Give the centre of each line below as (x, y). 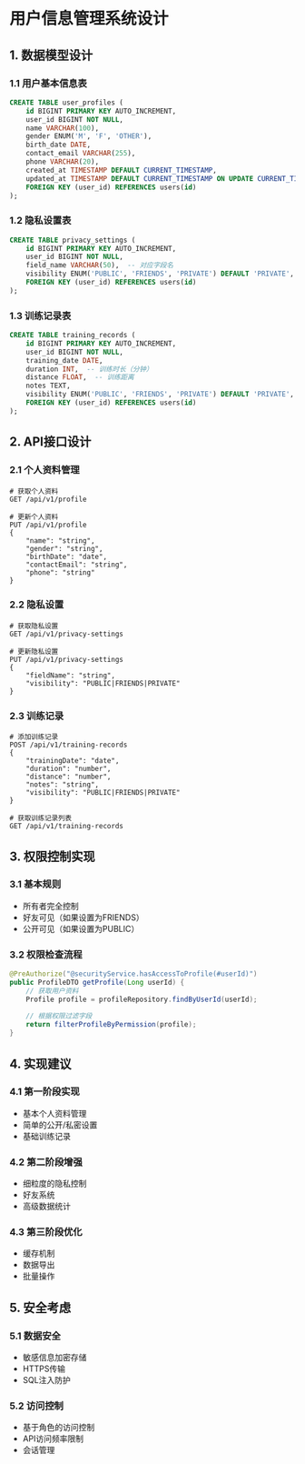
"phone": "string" (60, 572)
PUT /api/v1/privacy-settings (67, 659)
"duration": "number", (69, 769)
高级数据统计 (46, 1207)
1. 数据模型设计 (51, 55)
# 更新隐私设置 (34, 651)
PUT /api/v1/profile (49, 525)
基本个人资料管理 (54, 1113)
